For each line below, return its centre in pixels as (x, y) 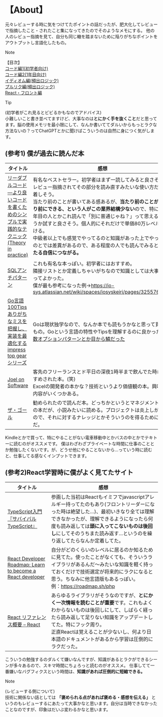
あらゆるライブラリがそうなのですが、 (95, 595)
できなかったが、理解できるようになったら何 (102, 519)
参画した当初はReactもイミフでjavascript (98, 497)
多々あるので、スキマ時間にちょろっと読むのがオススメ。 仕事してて (82, 665)
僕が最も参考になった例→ (62, 285)
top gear (17, 355)
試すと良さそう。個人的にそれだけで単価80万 (94, 223)
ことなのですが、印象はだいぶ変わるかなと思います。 (58, 709)
